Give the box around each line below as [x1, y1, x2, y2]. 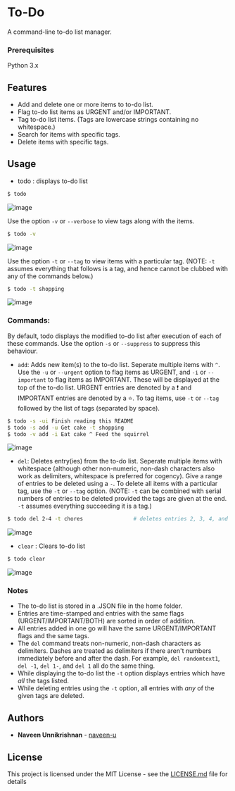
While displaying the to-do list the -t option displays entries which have [17, 669, 225, 678]
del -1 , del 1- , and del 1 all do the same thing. [17, 661, 155, 670]
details [7, 778, 27, 786]
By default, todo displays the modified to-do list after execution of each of [7, 332, 222, 340]
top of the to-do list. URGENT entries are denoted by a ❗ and [17, 383, 192, 392]
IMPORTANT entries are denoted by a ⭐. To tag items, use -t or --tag [17, 394, 220, 402]
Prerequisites [7, 45, 54, 55]
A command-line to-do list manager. [7, 27, 113, 36]
